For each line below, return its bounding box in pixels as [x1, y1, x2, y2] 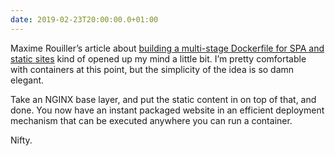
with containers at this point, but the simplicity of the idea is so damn [10, 63, 295, 75]
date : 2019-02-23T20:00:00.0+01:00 [10, 14, 159, 25]
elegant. [10, 74, 45, 86]
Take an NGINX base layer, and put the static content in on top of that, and [10, 93, 317, 105]
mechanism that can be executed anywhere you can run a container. [10, 114, 293, 126]
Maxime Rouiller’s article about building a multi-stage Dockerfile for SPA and [10, 42, 325, 54]
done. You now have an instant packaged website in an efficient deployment [10, 104, 325, 116]
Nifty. [10, 134, 33, 146]
